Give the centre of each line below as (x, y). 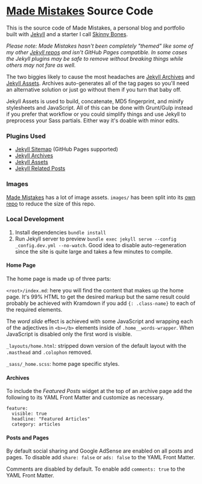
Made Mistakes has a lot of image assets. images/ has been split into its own (101, 197)
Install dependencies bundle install (61, 232)
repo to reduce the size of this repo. (51, 204)
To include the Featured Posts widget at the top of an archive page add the (99, 391)
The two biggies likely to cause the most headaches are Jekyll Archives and (100, 77)
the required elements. (34, 310)
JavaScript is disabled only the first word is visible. (69, 334)
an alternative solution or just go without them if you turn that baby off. (94, 89)
